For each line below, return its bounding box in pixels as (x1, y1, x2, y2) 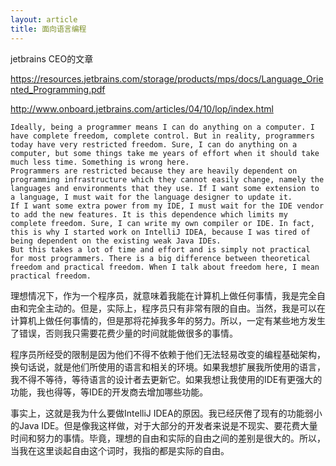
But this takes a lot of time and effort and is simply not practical (10, 244, 311, 255)
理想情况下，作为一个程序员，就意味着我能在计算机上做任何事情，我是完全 (10, 289, 317, 301)
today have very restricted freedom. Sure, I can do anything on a (10, 139, 298, 150)
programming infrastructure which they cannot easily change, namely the (10, 174, 325, 185)
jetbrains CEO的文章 (10, 52, 94, 65)
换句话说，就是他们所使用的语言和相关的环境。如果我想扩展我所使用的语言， (10, 361, 326, 373)
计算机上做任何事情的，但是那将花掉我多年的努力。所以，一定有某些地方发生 (10, 314, 326, 326)
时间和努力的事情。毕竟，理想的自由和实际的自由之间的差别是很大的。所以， (10, 432, 326, 444)
